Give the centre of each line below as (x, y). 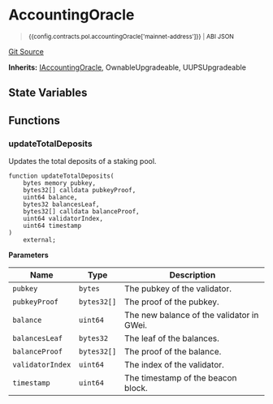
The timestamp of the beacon (181, 378)
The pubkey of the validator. (178, 289)
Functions (35, 120)
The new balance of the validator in (192, 316)
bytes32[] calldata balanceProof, (81, 212)
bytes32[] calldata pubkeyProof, (80, 191)
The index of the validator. (175, 365)
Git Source (26, 51)
